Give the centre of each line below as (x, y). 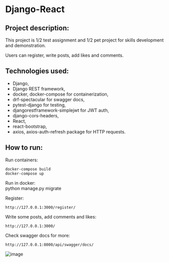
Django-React (35, 9)
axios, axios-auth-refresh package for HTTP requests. (69, 132)
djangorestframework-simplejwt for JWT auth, (61, 110)
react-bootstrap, (30, 126)
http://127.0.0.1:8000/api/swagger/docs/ (50, 245)
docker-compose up (25, 173)
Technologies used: (37, 71)
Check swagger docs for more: (38, 235)
